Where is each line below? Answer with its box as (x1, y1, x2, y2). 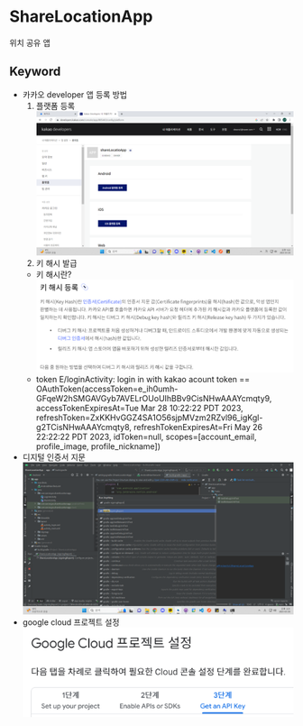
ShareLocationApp (9, 6, 153, 27)
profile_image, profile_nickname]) (35, 441, 161, 452)
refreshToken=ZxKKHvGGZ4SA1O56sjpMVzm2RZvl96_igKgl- (35, 412, 263, 423)
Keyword (9, 64, 61, 79)
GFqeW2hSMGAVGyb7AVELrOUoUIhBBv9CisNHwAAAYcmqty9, (35, 393, 272, 404)
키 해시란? (35, 269, 72, 280)
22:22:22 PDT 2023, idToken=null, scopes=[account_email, (35, 431, 257, 443)
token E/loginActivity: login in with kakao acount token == (35, 374, 251, 385)
